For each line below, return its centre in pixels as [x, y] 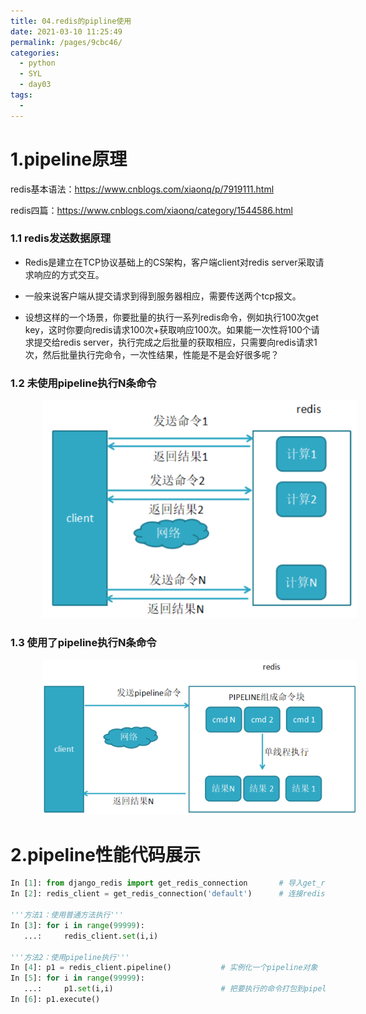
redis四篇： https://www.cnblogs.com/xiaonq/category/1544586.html [151, 210]
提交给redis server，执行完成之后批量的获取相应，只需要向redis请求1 [175, 342]
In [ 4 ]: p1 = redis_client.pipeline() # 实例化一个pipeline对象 [164, 968]
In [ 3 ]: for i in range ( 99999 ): [77, 925]
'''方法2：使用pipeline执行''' [70, 957]
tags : [21, 95]
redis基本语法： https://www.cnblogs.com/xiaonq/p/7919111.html [142, 189]
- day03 [35, 85]
